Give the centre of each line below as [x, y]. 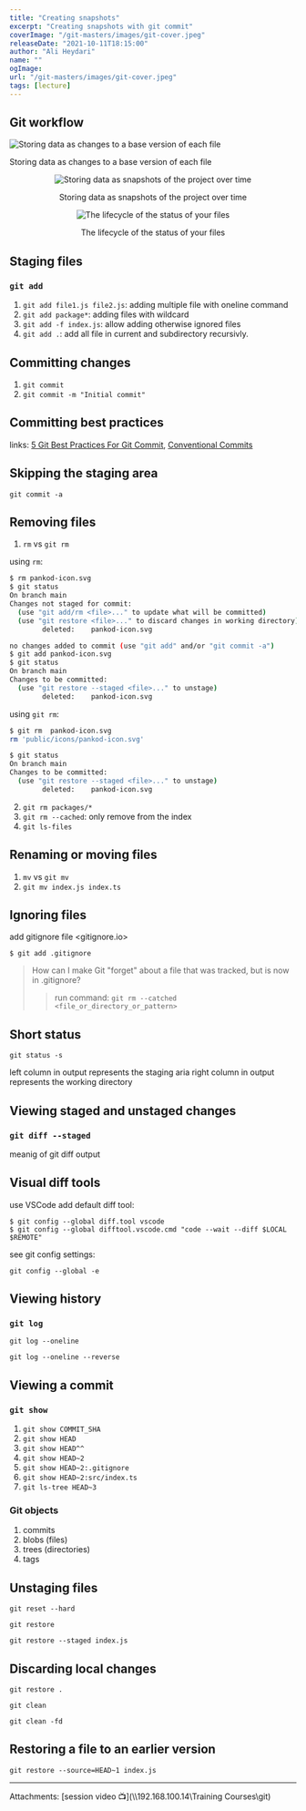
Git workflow [47, 123]
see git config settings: [52, 1254]
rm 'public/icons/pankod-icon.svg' [77, 739]
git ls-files [47, 827]
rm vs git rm [46, 544]
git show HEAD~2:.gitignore [76, 1468]
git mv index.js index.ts [71, 887]
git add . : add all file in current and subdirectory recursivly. [135, 334]
